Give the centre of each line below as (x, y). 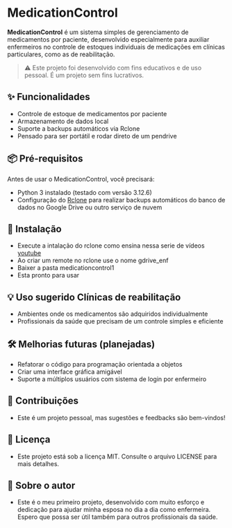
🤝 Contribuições (43, 401)
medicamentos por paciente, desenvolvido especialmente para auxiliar (108, 39)
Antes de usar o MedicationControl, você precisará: (81, 179)
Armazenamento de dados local (63, 121)
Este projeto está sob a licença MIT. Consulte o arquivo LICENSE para (117, 456)
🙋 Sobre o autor (41, 486)
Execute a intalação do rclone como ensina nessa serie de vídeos (111, 246)
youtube (29, 253)
